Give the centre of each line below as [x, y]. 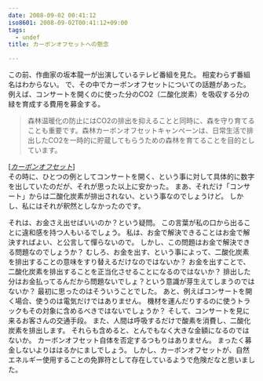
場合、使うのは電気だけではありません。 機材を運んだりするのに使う [126, 301]
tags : [17, 30]
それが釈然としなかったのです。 [93, 206]
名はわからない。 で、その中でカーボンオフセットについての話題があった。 [129, 85]
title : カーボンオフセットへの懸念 [58, 45]
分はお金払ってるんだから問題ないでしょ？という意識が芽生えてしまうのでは [131, 281]
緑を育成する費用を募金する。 [56, 104]
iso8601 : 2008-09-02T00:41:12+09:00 [68, 23]
